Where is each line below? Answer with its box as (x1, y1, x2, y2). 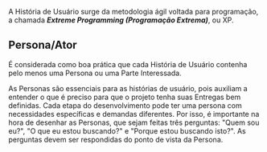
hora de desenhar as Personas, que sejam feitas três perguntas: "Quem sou (8, 118, 260, 127)
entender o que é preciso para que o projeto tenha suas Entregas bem (8, 92, 241, 102)
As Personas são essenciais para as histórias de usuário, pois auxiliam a (8, 83, 248, 93)
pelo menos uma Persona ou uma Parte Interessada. (8, 68, 183, 78)
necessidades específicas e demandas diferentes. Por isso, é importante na (8, 109, 260, 118)
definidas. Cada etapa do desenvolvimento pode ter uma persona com (8, 100, 243, 110)
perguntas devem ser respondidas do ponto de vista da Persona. (8, 134, 224, 144)
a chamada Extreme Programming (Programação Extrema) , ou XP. (8, 15, 234, 25)
